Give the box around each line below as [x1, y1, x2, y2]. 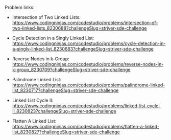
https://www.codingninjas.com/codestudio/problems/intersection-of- [12, 20, 158, 26]
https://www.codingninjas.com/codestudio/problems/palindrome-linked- [12, 82, 165, 88]
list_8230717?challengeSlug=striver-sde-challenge [12, 87, 119, 94]
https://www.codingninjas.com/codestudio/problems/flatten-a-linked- [12, 124, 160, 129]
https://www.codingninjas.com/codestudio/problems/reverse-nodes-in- [12, 61, 164, 67]
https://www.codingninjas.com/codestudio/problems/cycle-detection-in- [12, 40, 166, 46]
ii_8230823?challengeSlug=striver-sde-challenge [12, 108, 116, 114]
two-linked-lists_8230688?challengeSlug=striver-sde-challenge [12, 25, 147, 31]
